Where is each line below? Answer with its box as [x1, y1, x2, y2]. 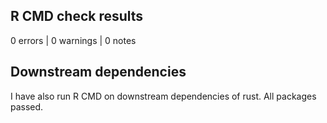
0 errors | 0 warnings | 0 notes [10, 34, 137, 46]
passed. [10, 100, 44, 113]
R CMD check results [10, 8, 144, 25]
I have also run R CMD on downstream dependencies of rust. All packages [10, 90, 317, 102]
